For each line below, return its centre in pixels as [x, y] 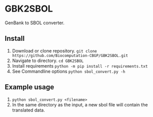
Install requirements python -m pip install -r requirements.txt [80, 66]
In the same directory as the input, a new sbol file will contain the [80, 104]
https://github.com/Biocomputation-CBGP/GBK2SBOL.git [70, 55]
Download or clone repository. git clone [54, 50]
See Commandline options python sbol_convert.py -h [68, 71]
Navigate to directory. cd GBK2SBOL [48, 61]
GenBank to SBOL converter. [35, 23]
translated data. [28, 110]
